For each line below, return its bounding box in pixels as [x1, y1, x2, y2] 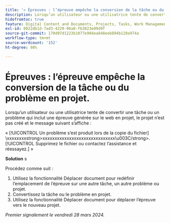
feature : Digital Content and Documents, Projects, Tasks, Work [5, 21, 144, 27]
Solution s [5, 155, 27, 161]
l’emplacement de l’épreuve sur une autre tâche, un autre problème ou [12, 180, 159, 187]
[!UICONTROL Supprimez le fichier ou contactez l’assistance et [5, 140, 137, 146]
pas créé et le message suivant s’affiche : [5, 120, 92, 126]
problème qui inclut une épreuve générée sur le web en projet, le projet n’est [5, 115, 164, 121]
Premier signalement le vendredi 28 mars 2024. [5, 211, 105, 217]
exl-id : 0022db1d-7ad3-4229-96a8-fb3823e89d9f [5, 26, 105, 31]
